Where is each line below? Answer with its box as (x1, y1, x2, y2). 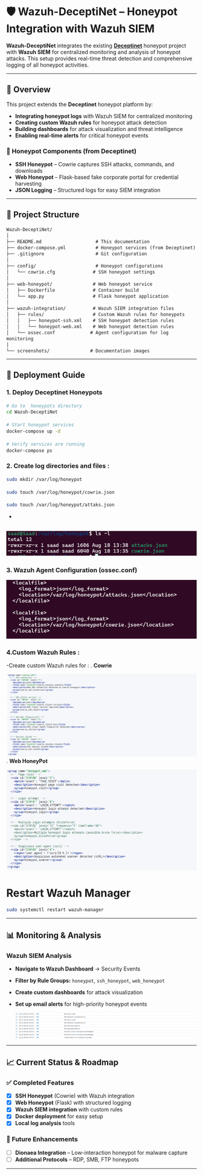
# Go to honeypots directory (6, 403, 83, 409)
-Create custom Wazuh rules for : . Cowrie (6, 662, 112, 669)
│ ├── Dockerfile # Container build (6, 287, 139, 293)
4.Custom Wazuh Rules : (6, 648, 80, 656)
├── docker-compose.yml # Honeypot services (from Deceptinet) (6, 244, 196, 251)
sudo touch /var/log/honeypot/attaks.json (6, 502, 115, 508)
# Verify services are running (6, 441, 85, 447)
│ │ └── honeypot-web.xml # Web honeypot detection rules (6, 323, 174, 329)
